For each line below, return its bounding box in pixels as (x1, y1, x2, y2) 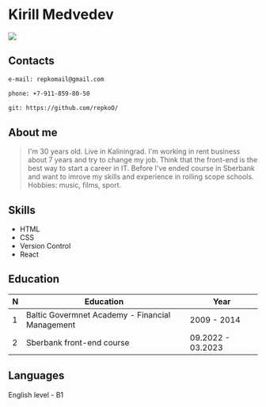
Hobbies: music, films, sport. (27, 181, 121, 190)
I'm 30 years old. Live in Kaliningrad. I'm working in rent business (27, 146, 241, 156)
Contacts (8, 54, 55, 68)
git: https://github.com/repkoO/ (8, 104, 119, 112)
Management (26, 319, 76, 330)
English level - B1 (8, 390, 64, 399)
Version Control (19, 242, 71, 250)
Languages (8, 369, 65, 382)
